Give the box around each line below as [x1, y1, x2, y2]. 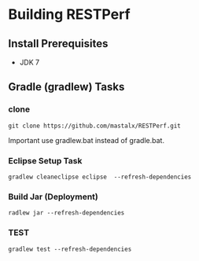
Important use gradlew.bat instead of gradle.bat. [8, 135, 165, 145]
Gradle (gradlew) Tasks [8, 80, 125, 94]
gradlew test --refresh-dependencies [8, 245, 132, 253]
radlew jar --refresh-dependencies [8, 209, 125, 217]
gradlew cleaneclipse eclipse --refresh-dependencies [8, 173, 192, 181]
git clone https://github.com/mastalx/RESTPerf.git [8, 122, 181, 130]
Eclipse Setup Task [8, 155, 83, 166]
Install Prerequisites [8, 37, 109, 50]
